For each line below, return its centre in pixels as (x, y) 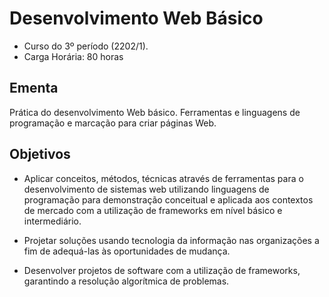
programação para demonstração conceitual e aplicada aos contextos (168, 199)
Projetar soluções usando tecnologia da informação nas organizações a (171, 240)
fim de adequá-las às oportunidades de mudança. (127, 251)
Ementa (34, 88)
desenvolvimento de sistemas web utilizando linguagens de (146, 189)
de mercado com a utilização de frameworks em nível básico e (153, 210)
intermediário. (52, 221)
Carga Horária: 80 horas (73, 56)
